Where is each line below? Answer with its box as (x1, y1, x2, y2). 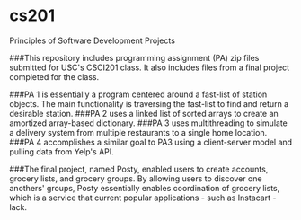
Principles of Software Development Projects (9, 35, 175, 46)
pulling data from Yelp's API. (9, 145, 114, 157)
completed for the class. (9, 71, 100, 82)
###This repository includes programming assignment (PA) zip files (9, 52, 260, 63)
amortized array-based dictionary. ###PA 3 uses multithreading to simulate (9, 118, 288, 128)
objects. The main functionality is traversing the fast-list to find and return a (9, 98, 289, 109)
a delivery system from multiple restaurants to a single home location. (9, 127, 268, 137)
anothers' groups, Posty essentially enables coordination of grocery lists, (9, 182, 280, 193)
